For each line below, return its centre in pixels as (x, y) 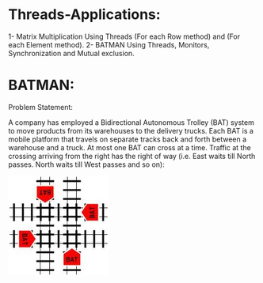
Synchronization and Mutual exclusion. (71, 53)
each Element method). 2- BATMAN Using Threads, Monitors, (109, 44)
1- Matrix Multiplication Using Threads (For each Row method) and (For (124, 36)
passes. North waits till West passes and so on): (86, 164)
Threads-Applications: (84, 15)
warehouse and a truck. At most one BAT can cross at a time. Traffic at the (130, 147)
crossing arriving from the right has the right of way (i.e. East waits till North (132, 156)
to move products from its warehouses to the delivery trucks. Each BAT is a (131, 130)
